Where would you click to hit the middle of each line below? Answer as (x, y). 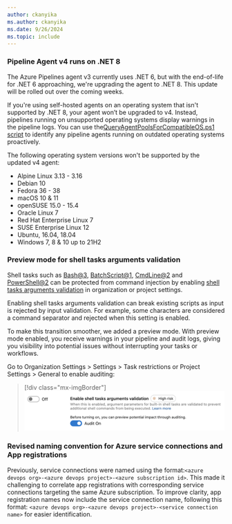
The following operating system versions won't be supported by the (104, 155)
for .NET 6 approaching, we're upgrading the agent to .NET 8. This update (113, 84)
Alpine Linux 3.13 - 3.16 (50, 176)
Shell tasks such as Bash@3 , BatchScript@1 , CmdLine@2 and (95, 275)
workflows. (23, 353)
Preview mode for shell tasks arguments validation (94, 260)
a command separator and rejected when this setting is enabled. (99, 318)
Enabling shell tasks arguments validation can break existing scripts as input (116, 303)
